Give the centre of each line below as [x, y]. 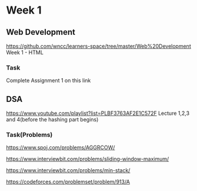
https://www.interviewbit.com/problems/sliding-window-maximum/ [88, 159]
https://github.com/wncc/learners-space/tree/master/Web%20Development [98, 46]
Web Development [41, 32]
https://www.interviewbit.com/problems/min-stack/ [68, 170]
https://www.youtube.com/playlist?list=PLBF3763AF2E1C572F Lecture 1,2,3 [98, 113]
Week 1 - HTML [25, 52]
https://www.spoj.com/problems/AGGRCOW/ [61, 147]
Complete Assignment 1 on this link [49, 81]
